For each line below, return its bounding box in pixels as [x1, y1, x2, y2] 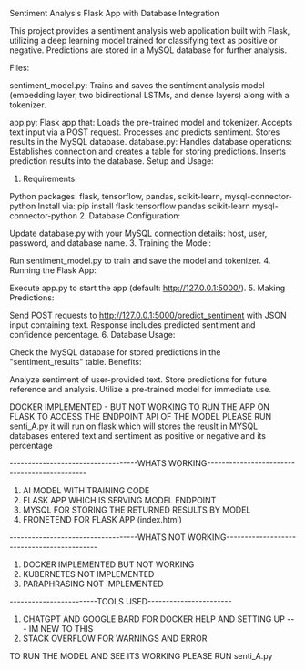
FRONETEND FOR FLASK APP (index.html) [22, 514, 182, 524]
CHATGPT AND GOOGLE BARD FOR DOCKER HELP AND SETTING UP [22, 614, 285, 624]
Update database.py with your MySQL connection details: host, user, [9, 228, 268, 239]
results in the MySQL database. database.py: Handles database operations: [9, 137, 293, 147]
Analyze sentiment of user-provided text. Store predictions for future [9, 374, 267, 385]
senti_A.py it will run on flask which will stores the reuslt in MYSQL [9, 421, 259, 431]
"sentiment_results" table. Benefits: [9, 357, 143, 367]
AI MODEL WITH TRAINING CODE [22, 485, 150, 495]
